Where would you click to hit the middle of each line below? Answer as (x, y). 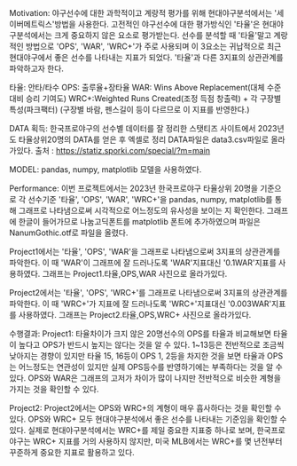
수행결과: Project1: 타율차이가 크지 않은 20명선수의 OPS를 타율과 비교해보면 (141, 334)
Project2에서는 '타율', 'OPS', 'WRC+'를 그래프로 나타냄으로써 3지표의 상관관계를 (148, 292)
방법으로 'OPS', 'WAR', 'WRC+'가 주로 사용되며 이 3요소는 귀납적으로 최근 (153, 46)
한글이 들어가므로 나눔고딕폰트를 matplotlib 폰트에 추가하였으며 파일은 (140, 221)
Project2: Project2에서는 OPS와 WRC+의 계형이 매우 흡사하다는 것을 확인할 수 (145, 408)
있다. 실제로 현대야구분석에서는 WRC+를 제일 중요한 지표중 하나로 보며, (132, 430)
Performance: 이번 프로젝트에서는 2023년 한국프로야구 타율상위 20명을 (134, 188)
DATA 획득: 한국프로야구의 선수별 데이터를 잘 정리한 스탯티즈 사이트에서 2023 (143, 128)
